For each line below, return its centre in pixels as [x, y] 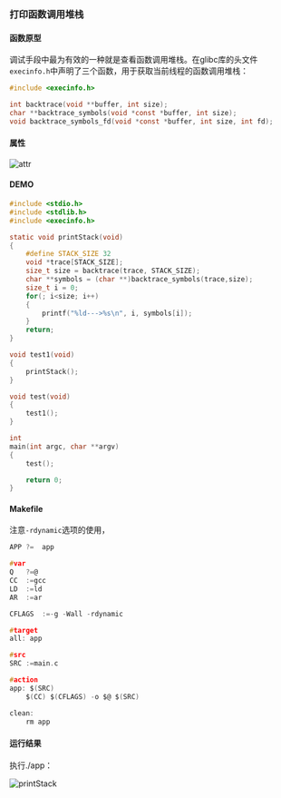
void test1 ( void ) [42, 355]
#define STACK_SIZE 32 [68, 254]
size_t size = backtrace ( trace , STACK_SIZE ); [113, 271]
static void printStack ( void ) [67, 237]
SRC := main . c [34, 664]
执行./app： [31, 765]
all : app [26, 639]
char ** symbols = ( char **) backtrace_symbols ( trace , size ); [140, 280]
